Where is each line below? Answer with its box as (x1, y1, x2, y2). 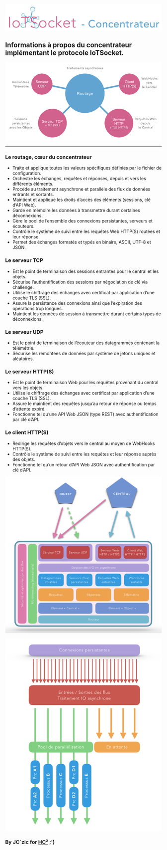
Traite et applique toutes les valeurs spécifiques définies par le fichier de (12, 165, 162, 171)
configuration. (12, 170, 41, 176)
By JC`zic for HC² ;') (5, 839, 55, 846)
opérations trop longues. (12, 305, 63, 311)
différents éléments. (12, 181, 54, 187)
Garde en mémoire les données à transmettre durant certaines (12, 208, 140, 213)
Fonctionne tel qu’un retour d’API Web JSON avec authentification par (12, 461, 155, 467)
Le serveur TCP (5, 257, 43, 264)
